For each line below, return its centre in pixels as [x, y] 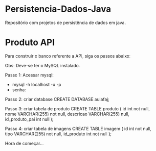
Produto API [30, 42]
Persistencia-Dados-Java [58, 9]
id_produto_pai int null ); [29, 119]
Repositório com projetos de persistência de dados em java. [66, 23]
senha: [19, 90]
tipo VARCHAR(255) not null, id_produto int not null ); [58, 134]
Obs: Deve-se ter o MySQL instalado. [43, 65]
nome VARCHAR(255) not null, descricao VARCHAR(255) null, [67, 114]
